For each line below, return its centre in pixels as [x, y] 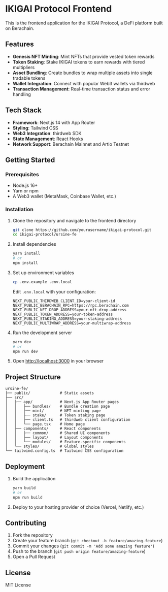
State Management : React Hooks [48, 139]
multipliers [24, 67]
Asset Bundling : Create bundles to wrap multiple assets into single [82, 73]
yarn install [26, 254]
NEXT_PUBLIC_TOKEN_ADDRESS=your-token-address [63, 314]
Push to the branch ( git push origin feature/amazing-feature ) [79, 551]
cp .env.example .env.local [42, 282]
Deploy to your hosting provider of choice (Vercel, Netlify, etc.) [78, 507]
